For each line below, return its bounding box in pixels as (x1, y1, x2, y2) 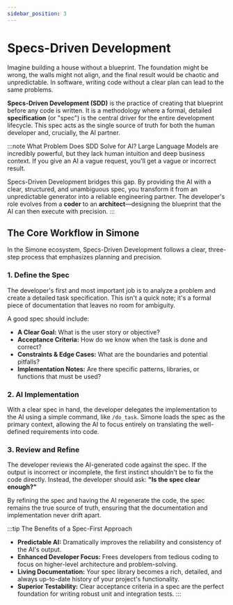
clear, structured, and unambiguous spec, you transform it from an (7, 185, 198, 193)
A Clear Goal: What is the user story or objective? (17, 328, 160, 336)
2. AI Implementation (7, 389, 79, 399)
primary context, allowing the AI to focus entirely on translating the (7, 420, 198, 428)
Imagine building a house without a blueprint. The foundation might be (7, 63, 209, 72)
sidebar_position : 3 (7, 10, 67, 17)
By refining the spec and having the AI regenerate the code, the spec (7, 497, 205, 505)
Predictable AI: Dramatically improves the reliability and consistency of (17, 538, 222, 547)
